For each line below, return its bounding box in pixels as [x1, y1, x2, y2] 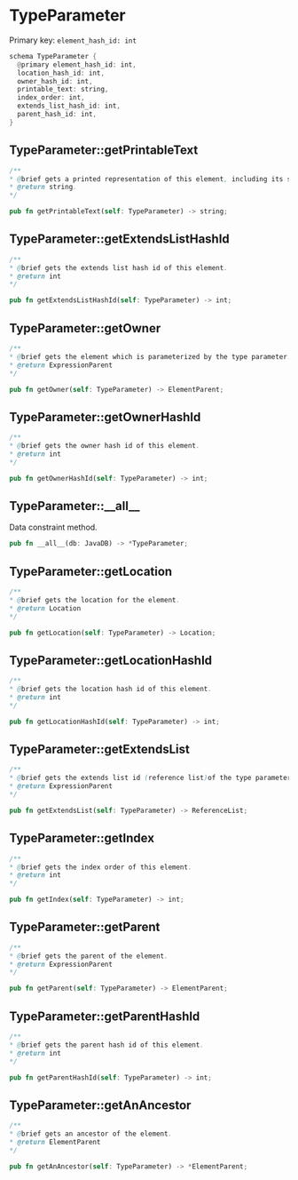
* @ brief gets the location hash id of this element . [9, 685, 213, 694]
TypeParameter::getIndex [9, 831, 155, 846]
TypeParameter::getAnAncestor [9, 1097, 192, 1112]
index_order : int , [17, 93, 86, 102]
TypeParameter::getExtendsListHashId [9, 232, 231, 247]
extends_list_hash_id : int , [17, 101, 122, 111]
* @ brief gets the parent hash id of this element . [9, 1040, 204, 1049]
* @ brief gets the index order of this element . [9, 863, 192, 872]
